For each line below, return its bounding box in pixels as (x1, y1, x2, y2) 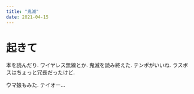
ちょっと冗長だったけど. (16, 69, 75, 76)
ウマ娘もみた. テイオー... (6, 82, 66, 89)
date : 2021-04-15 (6, 14, 49, 20)
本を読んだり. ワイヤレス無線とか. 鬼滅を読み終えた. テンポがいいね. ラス (6, 62, 183, 69)
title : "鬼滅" (6, 8, 40, 15)
